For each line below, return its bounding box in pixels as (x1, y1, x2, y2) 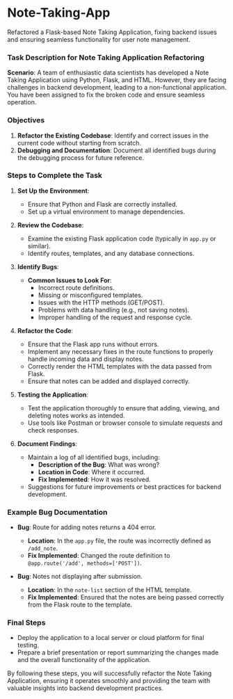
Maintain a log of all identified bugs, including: (27, 453, 160, 461)
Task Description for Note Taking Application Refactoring (7, 52, 204, 62)
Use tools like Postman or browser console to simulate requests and (27, 419, 223, 427)
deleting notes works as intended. (27, 411, 125, 419)
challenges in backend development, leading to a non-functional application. (7, 83, 227, 92)
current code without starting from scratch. (17, 138, 141, 147)
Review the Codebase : (17, 220, 84, 229)
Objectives (7, 115, 45, 125)
